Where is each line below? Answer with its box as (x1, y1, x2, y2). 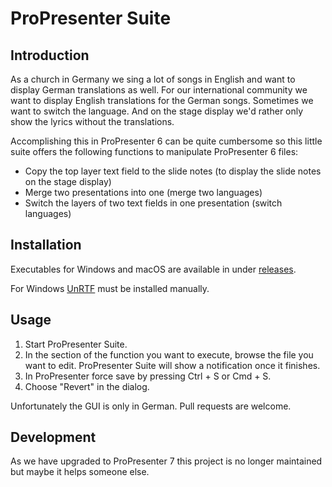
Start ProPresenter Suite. (24, 338, 128, 350)
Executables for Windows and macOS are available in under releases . (10, 263, 297, 275)
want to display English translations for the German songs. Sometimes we (10, 95, 314, 106)
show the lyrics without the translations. (10, 116, 175, 127)
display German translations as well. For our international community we (10, 84, 308, 96)
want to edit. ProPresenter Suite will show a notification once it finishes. (24, 359, 321, 371)
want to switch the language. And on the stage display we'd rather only (10, 105, 304, 117)
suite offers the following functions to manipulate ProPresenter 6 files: (10, 146, 299, 157)
